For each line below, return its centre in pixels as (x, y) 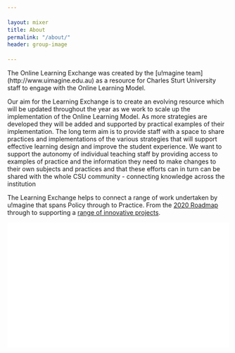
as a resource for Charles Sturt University (156, 80)
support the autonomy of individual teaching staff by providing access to (113, 154)
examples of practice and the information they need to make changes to (112, 161)
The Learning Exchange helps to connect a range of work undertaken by (113, 198)
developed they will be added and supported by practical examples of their (116, 124)
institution (22, 184)
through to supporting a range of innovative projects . (84, 212)
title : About (26, 30)
